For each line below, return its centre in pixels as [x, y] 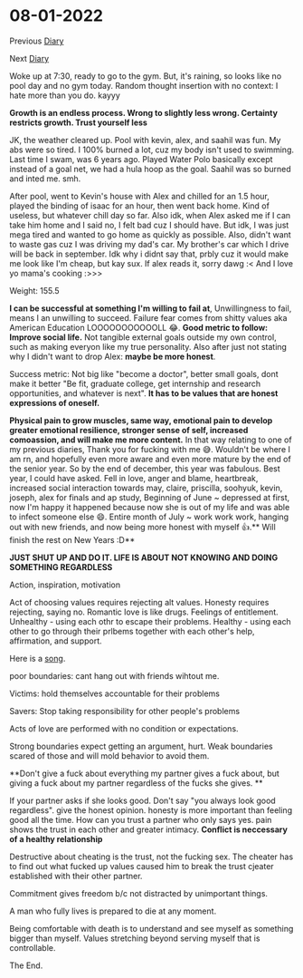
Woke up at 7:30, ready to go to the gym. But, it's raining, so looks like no [146, 76]
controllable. [33, 947]
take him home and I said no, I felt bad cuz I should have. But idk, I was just [149, 225]
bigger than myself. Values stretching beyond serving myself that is [135, 938]
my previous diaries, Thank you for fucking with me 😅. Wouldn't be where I [150, 449]
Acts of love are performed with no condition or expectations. [124, 728]
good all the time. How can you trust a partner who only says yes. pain [141, 819]
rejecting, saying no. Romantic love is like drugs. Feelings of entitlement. [144, 612]
